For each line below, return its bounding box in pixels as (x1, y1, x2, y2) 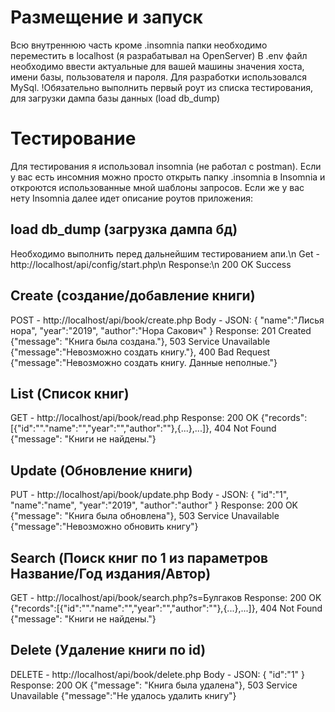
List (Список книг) (10, 385, 130, 402)
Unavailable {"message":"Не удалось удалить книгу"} (10, 689, 237, 701)
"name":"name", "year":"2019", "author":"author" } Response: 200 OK (10, 499, 299, 511)
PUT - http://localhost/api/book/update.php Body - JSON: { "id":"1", (10, 489, 290, 501)
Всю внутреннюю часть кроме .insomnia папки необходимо (10, 39, 268, 51)
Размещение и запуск (10, 6, 203, 29)
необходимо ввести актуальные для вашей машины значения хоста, (10, 60, 305, 72)
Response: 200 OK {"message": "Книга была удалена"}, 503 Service (10, 679, 298, 691)
